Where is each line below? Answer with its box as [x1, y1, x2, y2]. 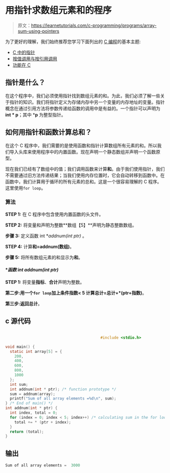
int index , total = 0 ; [10, 410, 58, 415]
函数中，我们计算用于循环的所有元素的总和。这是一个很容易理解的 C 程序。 [5, 178, 162, 185]
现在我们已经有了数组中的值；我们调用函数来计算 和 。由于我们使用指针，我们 [5, 166, 165, 172]
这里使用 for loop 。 [5, 185, 46, 191]
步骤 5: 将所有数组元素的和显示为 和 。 [5, 254, 83, 260]
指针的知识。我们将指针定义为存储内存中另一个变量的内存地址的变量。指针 [9, 99, 165, 105]
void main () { [5, 344, 35, 349]
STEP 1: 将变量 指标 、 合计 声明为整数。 [5, 279, 84, 285]
